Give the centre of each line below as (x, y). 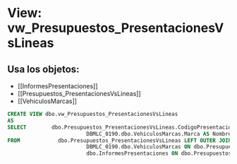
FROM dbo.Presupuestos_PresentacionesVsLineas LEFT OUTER (112, 140)
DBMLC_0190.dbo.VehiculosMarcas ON (138, 147)
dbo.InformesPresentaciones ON (132, 153)
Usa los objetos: (43, 69)
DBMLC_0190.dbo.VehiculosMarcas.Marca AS (148, 134)
